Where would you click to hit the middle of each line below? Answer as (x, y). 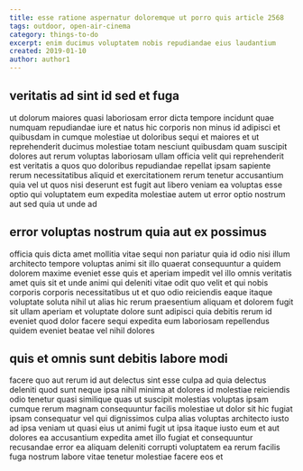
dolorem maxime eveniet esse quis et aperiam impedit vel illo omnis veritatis (151, 273)
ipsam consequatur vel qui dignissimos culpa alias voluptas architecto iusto (149, 419)
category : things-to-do (54, 34)
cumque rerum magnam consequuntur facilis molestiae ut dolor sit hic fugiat (151, 409)
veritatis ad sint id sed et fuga (95, 96)
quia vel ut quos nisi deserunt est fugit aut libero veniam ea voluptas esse (146, 185)
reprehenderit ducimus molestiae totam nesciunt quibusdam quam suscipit (148, 146)
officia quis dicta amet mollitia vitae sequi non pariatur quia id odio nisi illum (150, 254)
